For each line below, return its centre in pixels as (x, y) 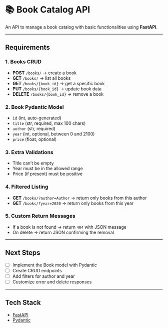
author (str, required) (34, 128)
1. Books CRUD (23, 62)
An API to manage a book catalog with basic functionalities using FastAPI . (81, 27)
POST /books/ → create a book (44, 73)
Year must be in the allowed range (48, 169)
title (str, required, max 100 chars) (49, 123)
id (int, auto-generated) (37, 118)
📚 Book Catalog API (48, 10)
